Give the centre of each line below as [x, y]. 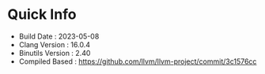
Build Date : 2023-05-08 [59, 36]
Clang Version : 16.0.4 [54, 44]
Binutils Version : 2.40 [55, 53]
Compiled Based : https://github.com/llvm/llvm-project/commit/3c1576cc [138, 61]
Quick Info [42, 15]
